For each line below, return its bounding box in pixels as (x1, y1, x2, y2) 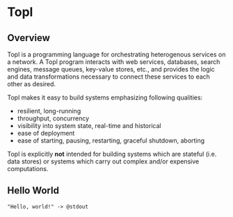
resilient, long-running (17, 107, 81, 115)
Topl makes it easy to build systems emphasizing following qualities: (7, 93, 203, 102)
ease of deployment (17, 129, 75, 137)
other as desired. (7, 80, 56, 88)
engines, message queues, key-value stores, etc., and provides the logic (7, 65, 216, 73)
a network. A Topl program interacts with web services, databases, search (7, 58, 220, 66)
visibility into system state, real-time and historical (17, 122, 161, 129)
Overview (7, 32, 51, 44)
